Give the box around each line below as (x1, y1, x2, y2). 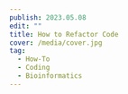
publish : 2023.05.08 (9, 13, 87, 22)
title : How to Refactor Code (9, 30, 119, 38)
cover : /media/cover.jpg (9, 38, 103, 47)
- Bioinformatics (17, 72, 83, 81)
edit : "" (9, 21, 42, 30)
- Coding (17, 64, 50, 73)
